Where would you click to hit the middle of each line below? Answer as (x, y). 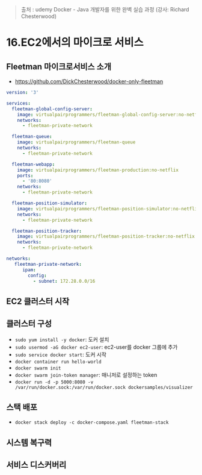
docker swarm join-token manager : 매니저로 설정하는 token (86, 375)
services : (19, 103)
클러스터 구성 (29, 324)
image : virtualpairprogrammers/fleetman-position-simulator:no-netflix (109, 209)
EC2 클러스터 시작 (38, 301)
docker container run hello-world (58, 362)
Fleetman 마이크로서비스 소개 (59, 67)
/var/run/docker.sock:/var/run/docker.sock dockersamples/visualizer (104, 387)
